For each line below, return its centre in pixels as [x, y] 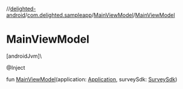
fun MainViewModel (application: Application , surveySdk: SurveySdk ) [92, 79]
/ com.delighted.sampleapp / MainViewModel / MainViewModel [100, 15]
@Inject [16, 67]
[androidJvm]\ [24, 56]
